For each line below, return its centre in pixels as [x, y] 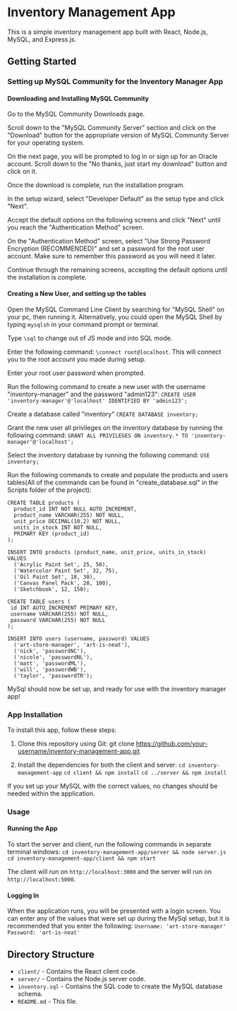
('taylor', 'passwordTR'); [53, 676]
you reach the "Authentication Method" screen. [76, 227]
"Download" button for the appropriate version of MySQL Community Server [118, 136]
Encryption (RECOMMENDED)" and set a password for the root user [106, 249]
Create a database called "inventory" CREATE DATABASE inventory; [103, 414]
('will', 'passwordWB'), [50, 669]
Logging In [23, 895]
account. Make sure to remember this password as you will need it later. [112, 256]
